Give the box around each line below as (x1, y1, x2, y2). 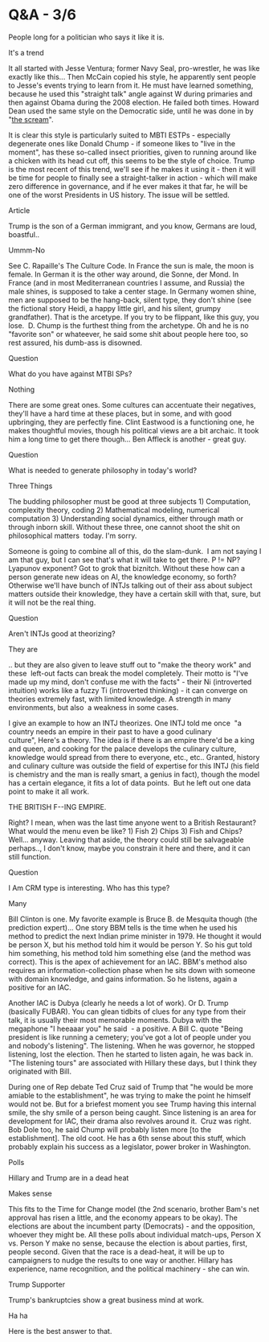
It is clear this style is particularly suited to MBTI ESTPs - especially (8, 130, 231, 140)
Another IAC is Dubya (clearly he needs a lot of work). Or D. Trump (8, 998, 229, 1008)
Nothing (8, 384, 35, 394)
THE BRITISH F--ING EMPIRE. (8, 802, 107, 811)
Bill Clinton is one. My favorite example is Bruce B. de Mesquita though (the (8, 914, 258, 924)
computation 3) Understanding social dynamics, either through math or (8, 513, 243, 523)
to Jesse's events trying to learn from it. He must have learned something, (8, 80, 254, 90)
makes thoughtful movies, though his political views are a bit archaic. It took (8, 425, 259, 435)
